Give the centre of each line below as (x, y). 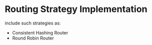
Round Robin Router (33, 38)
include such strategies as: (33, 23)
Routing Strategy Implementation (76, 9)
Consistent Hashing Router (40, 32)
